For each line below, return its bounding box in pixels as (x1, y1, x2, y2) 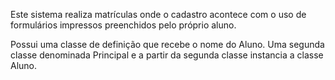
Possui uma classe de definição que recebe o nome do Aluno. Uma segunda (10, 39, 325, 50)
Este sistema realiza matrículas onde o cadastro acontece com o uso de (10, 9, 307, 20)
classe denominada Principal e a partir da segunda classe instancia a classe (10, 49, 324, 61)
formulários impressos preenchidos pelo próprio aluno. (10, 19, 237, 31)
